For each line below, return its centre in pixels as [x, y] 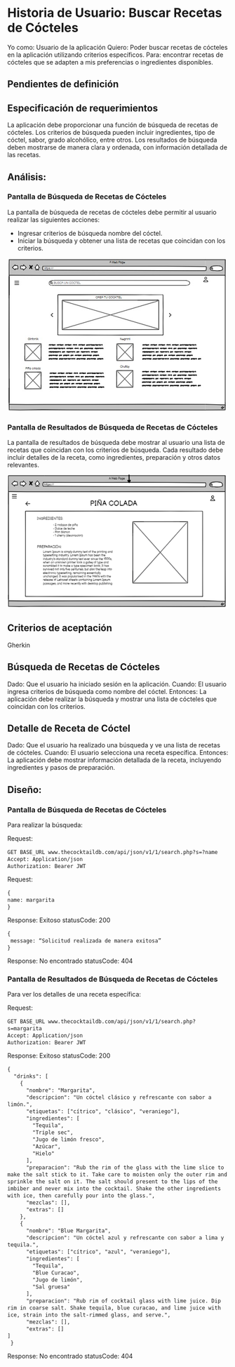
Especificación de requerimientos [83, 108]
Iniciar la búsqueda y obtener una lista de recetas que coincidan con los [121, 241]
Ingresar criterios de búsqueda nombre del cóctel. [90, 233]
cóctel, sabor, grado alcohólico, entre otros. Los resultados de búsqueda [112, 140]
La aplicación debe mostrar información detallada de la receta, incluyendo [115, 760]
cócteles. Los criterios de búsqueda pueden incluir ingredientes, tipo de [111, 133]
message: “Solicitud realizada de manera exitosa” [86, 941]
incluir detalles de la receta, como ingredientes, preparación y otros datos [114, 458]
